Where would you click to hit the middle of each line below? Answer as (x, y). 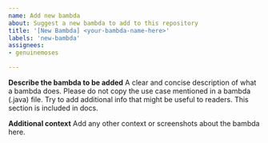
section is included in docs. (53, 108)
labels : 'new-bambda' (44, 38)
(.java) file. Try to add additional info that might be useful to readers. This (129, 99)
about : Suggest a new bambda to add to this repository (103, 23)
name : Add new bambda (44, 16)
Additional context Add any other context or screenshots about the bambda (134, 123)
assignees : (26, 46)
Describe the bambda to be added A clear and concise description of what (132, 82)
